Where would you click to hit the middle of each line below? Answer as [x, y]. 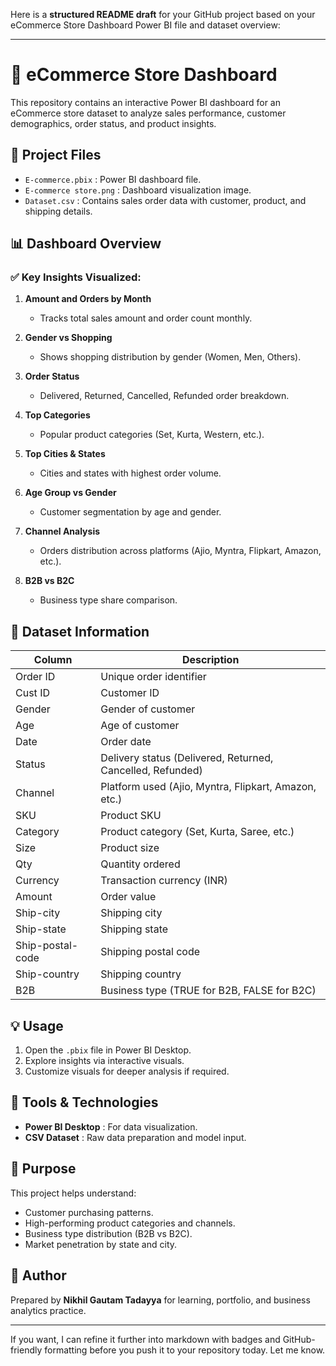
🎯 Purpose [43, 1169]
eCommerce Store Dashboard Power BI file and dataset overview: [145, 25]
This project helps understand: [73, 1193]
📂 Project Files [56, 155]
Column [53, 660]
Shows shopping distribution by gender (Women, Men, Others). [170, 357]
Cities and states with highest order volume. [130, 473]
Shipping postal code [150, 952]
